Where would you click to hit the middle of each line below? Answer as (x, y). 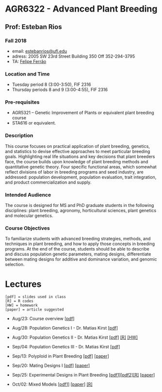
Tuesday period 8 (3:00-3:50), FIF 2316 (51, 85)
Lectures (23, 284)
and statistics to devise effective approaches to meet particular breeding (78, 151)
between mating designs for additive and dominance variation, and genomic (81, 259)
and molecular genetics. (29, 216)
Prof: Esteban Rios (33, 27)
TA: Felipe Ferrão (29, 61)
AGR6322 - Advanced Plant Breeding (81, 9)
